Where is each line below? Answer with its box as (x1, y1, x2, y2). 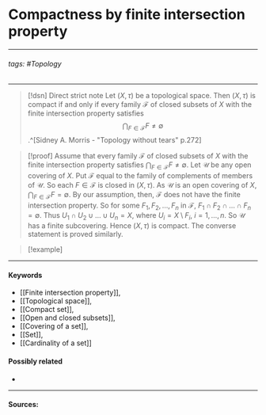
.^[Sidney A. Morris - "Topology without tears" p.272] (27, 135, 202, 144)
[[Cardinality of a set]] (19, 338, 93, 348)
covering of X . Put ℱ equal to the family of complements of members (27, 170, 253, 180)
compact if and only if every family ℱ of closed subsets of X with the (27, 100, 252, 109)
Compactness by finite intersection (8, 6, 245, 24)
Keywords (8, 270, 43, 280)
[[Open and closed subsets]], (19, 313, 116, 322)
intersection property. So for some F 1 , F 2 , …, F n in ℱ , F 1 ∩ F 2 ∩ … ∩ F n (27, 200, 252, 211)
